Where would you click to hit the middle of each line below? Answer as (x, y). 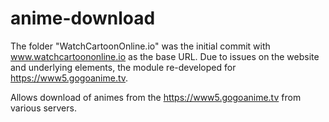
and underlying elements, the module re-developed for (123, 67)
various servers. (43, 108)
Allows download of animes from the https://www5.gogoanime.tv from (156, 97)
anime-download (83, 18)
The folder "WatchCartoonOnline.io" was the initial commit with (140, 46)
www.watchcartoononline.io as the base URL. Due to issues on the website (165, 56)
